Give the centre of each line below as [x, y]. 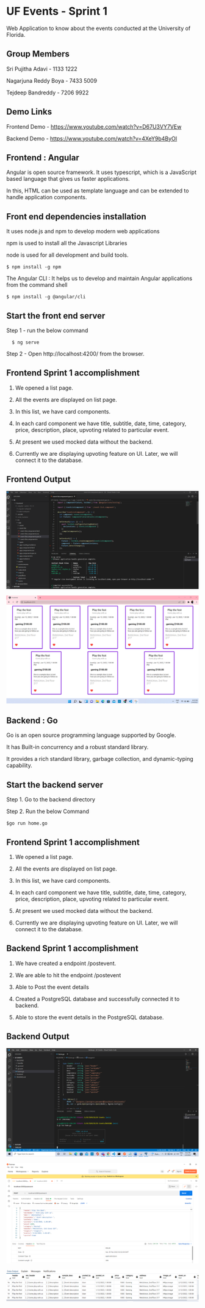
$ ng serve [26, 342]
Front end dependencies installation [76, 217]
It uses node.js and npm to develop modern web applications [83, 232]
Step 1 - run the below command [47, 330]
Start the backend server [55, 784]
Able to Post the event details [52, 987]
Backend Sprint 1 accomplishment [72, 949]
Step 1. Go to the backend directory [51, 800]
